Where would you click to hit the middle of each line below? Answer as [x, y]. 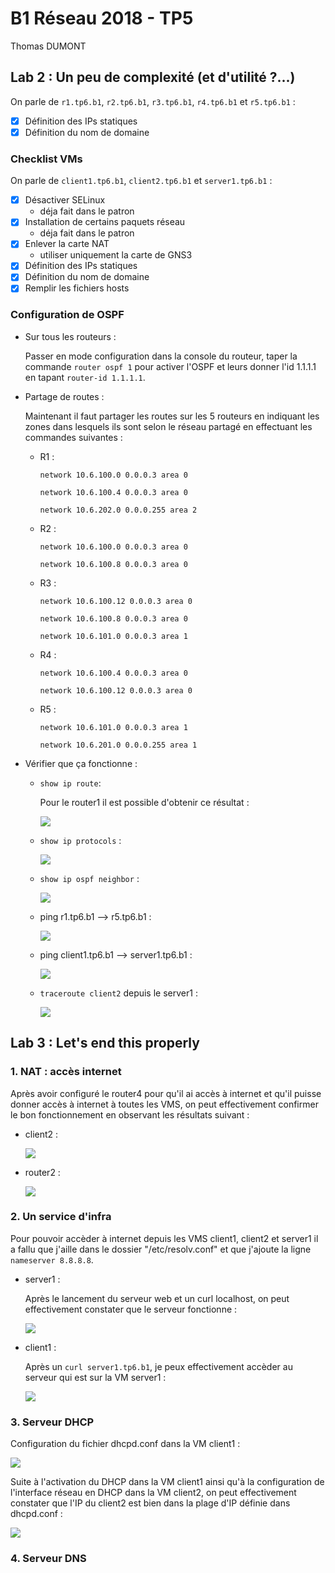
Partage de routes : [64, 396]
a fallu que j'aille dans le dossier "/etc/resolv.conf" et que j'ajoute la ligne [161, 1249]
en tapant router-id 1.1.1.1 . [85, 377]
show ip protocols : [80, 840]
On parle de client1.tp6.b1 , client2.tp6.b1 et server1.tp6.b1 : [141, 181]
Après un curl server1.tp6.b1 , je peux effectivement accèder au [158, 1366]
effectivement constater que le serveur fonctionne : [131, 1309]
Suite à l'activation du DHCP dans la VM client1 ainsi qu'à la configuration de [167, 1482]
